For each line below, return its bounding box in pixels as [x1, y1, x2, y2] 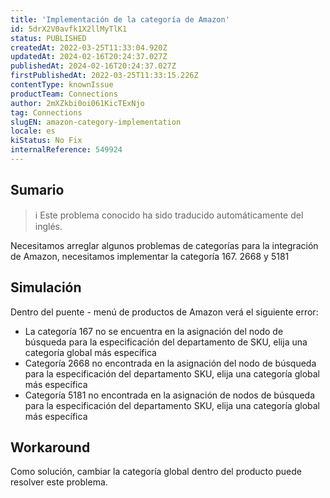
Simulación [10, 279, 82, 296]
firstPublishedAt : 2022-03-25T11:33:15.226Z [10, 71, 199, 81]
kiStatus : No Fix [10, 136, 83, 146]
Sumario [10, 182, 65, 199]
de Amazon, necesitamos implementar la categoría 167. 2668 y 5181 [10, 250, 290, 262]
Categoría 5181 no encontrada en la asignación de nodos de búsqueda [24, 389, 316, 401]
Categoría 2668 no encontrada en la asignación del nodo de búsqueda [24, 357, 317, 369]
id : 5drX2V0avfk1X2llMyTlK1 [10, 24, 128, 34]
